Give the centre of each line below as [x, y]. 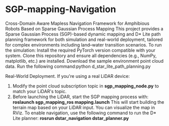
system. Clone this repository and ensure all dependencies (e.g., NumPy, [81, 55]
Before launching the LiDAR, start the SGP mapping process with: [80, 97]
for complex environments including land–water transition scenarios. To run [84, 45]
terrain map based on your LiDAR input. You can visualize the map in [84, 107]
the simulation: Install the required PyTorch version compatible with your [80, 50]
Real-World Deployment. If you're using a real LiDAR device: [68, 76]
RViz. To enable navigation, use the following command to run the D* [84, 113]
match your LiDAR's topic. [40, 91]
